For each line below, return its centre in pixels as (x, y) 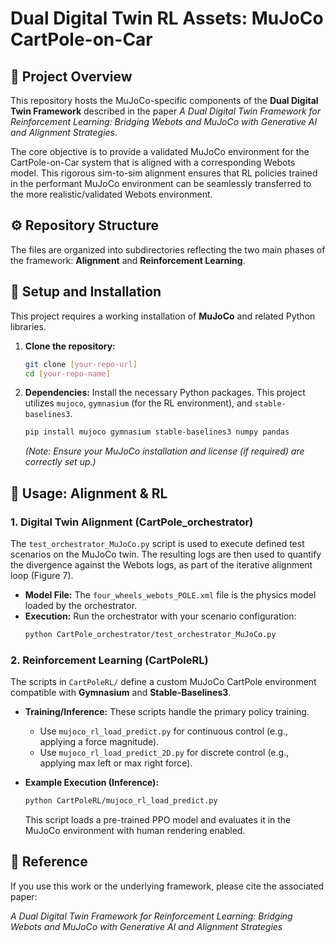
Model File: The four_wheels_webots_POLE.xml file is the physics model (170, 594)
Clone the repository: (70, 346)
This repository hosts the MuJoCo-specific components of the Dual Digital (164, 100)
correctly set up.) (60, 462)
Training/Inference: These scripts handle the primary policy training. (167, 712)
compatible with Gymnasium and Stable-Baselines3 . (121, 693)
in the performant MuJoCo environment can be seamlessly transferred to (161, 183)
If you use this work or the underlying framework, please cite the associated (167, 886)
